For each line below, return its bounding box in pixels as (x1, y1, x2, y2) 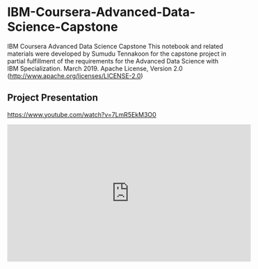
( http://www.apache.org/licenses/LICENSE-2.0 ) (7, 71, 144, 80)
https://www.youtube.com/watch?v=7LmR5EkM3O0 (7, 110, 156, 118)
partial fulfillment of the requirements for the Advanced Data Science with (7, 56, 219, 65)
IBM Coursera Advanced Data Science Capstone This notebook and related (7, 42, 224, 50)
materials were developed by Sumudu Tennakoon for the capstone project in (7, 49, 227, 58)
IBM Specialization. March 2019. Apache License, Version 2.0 (7, 64, 183, 72)
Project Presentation (7, 92, 99, 104)
